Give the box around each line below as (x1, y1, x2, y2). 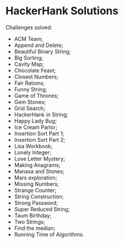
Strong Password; (14, 199, 58, 206)
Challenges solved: (5, 24, 53, 31)
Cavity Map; (14, 61, 44, 68)
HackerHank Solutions (5, 4, 119, 18)
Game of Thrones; (14, 92, 59, 99)
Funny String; (14, 85, 47, 93)
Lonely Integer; (14, 148, 52, 156)
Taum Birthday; (14, 212, 52, 219)
